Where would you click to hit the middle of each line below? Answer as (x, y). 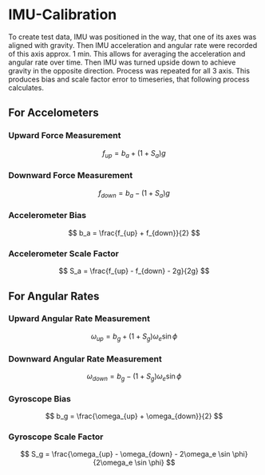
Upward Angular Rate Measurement (79, 319)
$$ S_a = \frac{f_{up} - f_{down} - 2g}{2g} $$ (134, 271)
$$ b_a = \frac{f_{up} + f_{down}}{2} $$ (134, 232)
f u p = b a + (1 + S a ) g (134, 154)
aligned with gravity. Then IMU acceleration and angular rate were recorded (133, 45)
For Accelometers (54, 113)
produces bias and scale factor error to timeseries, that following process (129, 79)
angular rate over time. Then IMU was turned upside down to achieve (122, 62)
